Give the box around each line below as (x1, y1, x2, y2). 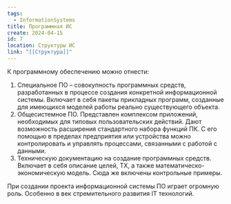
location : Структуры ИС (7, 42, 76, 49)
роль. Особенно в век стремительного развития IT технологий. (7, 189, 194, 197)
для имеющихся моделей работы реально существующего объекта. (17, 103, 221, 111)
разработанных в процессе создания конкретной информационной (17, 88, 217, 96)
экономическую (17, 168, 66, 176)
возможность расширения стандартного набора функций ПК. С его (17, 125, 217, 133)
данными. (17, 146, 47, 155)
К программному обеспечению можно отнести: (7, 67, 150, 76)
